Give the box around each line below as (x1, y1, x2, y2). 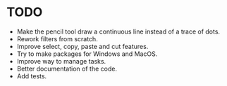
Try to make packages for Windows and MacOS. (16, 50, 158, 58)
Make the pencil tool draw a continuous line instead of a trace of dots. (16, 27, 220, 36)
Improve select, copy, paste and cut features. (16, 42, 149, 50)
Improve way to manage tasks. (16, 57, 106, 65)
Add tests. (16, 71, 47, 80)
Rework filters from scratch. (16, 34, 98, 43)
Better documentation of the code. (16, 64, 118, 73)
